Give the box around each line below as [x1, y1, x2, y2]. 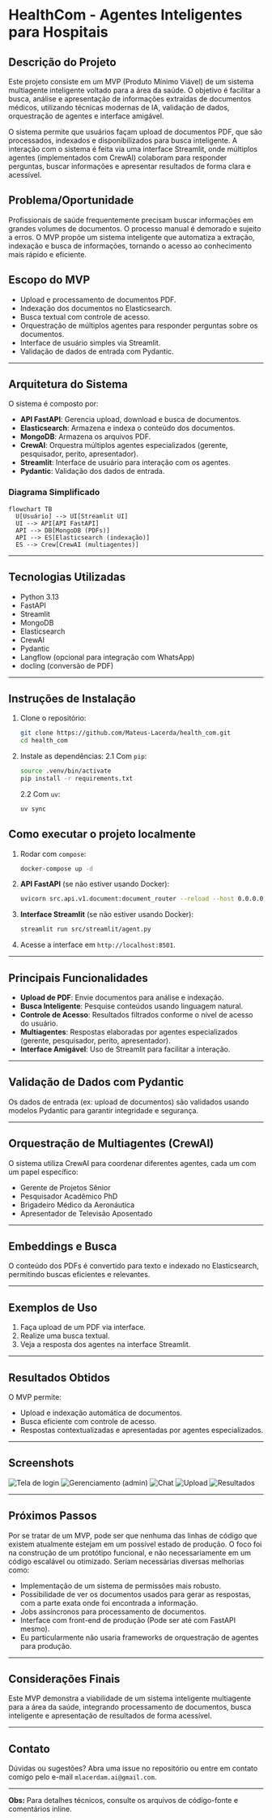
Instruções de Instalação [8, 691, 136, 705]
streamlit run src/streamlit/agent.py [19, 925, 151, 934]
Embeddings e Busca [8, 1240, 117, 1253]
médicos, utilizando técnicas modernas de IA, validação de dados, [8, 103, 230, 112]
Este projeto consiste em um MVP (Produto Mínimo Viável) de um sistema [8, 77, 254, 86]
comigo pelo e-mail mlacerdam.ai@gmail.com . [8, 1772, 157, 1782]
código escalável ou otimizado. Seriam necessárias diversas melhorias [8, 1556, 244, 1566]
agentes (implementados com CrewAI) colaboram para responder [8, 153, 227, 162]
